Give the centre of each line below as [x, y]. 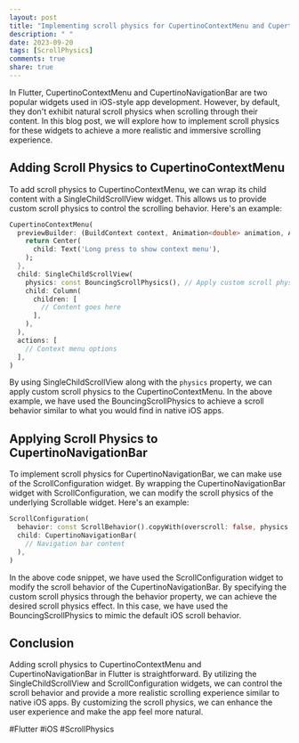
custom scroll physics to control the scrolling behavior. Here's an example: [146, 208]
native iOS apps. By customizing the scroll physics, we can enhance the [141, 702]
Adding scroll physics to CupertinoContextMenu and [105, 665]
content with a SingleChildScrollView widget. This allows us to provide [138, 199]
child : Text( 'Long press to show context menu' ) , [126, 249]
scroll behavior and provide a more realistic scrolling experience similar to [145, 693]
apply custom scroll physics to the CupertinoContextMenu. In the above [141, 392]
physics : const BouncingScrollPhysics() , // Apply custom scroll [149, 282]
